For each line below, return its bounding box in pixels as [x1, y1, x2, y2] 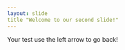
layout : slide [7, 10, 48, 17]
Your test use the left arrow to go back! [7, 35, 119, 43]
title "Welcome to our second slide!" [7, 16, 119, 23]
